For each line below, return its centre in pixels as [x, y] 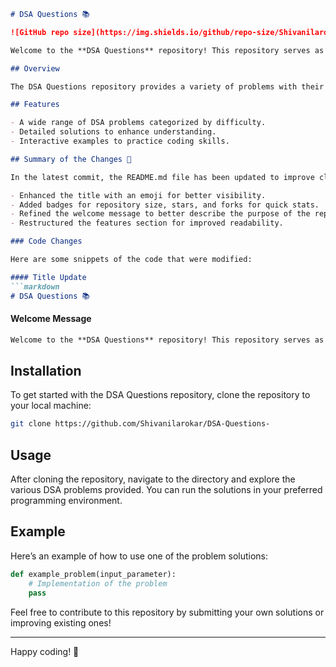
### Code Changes [46, 241]
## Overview [35, 68]
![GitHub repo [40, 32]
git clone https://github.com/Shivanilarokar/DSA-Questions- [140, 424]
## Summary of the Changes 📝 [71, 159]
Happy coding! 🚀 [45, 651]
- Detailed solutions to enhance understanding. [113, 132]
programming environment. [66, 501]
